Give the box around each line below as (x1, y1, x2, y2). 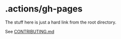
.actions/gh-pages (5, 3, 83, 14)
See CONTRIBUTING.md (5, 28, 55, 34)
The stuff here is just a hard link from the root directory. (5, 19, 117, 25)
